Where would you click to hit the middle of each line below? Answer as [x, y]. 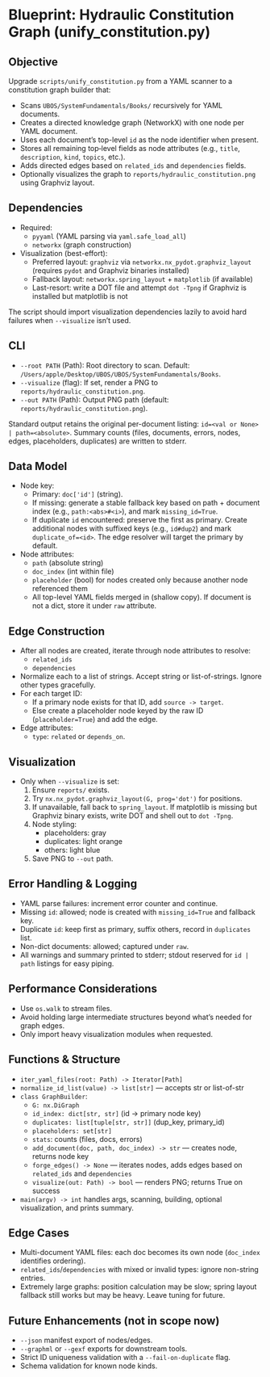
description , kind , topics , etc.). [73, 157]
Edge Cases [39, 1233]
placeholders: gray [75, 833]
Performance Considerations [83, 989]
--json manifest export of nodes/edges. [86, 1340]
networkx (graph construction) [82, 245]
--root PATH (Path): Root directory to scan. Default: [105, 365]
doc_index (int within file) [73, 572]
